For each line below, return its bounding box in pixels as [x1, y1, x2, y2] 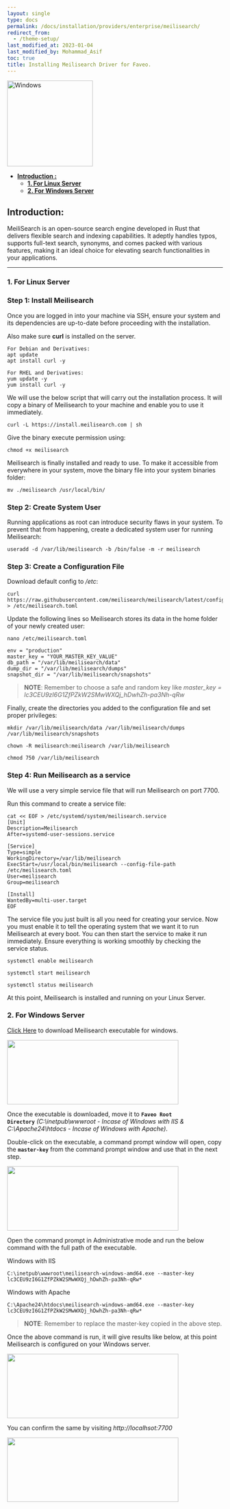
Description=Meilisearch [7, 825, 78, 832]
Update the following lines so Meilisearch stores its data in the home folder [7, 615, 218, 623]
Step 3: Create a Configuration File [7, 561, 125, 571]
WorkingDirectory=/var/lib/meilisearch [7, 854, 121, 862]
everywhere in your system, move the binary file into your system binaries [7, 466, 216, 474]
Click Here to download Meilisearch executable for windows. [7, 1026, 178, 1034]
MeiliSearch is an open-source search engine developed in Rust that [7, 225, 201, 233]
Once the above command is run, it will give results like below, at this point [7, 1332, 217, 1341]
